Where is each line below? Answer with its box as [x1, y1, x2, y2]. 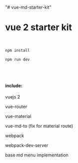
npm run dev [5, 57, 30, 62]
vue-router [5, 103, 27, 109]
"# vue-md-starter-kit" [5, 4, 52, 10]
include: [5, 82, 23, 89]
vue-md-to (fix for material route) [5, 122, 74, 129]
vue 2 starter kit [5, 22, 72, 33]
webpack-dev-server [5, 142, 49, 148]
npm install [5, 47, 30, 53]
